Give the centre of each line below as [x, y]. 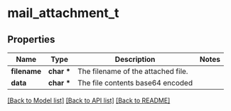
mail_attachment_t [63, 13]
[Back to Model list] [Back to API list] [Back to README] [89, 100]
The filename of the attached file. [133, 71]
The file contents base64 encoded [135, 83]
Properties [31, 39]
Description [135, 59]
